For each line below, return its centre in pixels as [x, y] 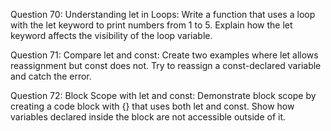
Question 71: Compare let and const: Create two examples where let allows [164, 55]
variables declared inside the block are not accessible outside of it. [148, 117]
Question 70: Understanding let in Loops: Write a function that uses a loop [163, 14]
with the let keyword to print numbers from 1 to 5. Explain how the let [151, 25]
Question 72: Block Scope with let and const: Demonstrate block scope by [163, 95]
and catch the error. [51, 76]
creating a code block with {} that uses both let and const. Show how [152, 106]
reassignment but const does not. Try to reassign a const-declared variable [166, 65]
